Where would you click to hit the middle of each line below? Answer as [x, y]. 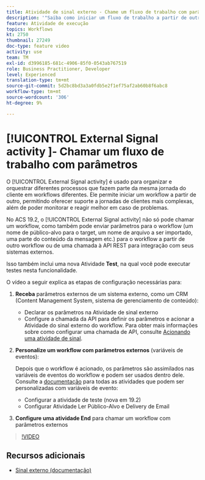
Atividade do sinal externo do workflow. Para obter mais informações [111, 325]
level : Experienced [31, 75]
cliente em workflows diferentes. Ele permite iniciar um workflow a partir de [101, 194]
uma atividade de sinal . [53, 338]
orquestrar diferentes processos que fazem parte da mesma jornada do [96, 188]
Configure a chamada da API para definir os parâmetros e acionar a [109, 319]
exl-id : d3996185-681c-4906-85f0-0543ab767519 [67, 63]
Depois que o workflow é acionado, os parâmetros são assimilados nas [105, 368]
